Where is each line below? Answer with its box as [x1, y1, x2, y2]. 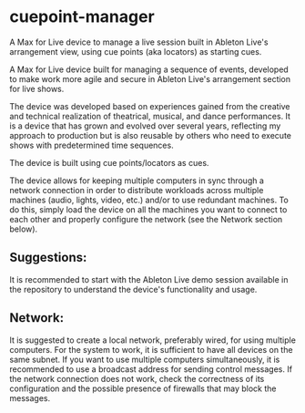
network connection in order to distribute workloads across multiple [9, 184, 264, 195]
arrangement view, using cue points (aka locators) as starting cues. [9, 46, 262, 57]
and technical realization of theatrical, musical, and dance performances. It [9, 110, 291, 121]
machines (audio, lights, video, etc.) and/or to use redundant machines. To [9, 194, 289, 205]
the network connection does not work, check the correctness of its [9, 373, 265, 384]
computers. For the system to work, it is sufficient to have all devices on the [9, 344, 293, 355]
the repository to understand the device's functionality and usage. [9, 284, 258, 294]
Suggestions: [9, 250, 87, 265]
